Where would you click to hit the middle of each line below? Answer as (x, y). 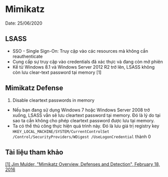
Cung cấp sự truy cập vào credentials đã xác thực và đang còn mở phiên (88, 62)
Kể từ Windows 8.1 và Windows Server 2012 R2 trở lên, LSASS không (83, 67)
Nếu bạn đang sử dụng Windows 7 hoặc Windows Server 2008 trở (81, 110)
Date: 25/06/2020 (24, 23)
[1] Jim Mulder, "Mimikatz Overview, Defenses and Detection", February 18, (83, 164)
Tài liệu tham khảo (34, 152)
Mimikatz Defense (34, 88)
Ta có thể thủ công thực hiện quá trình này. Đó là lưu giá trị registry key (86, 126)
